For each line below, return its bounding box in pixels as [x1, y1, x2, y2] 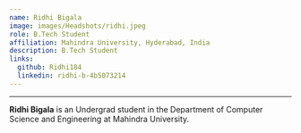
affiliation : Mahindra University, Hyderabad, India [9, 37, 211, 47]
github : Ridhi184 [17, 63, 82, 72]
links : [9, 54, 34, 63]
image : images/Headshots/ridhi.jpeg [9, 21, 146, 30]
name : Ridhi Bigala [9, 12, 82, 22]
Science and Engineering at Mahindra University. [9, 113, 190, 124]
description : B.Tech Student [9, 46, 118, 55]
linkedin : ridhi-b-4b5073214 [17, 71, 126, 80]
